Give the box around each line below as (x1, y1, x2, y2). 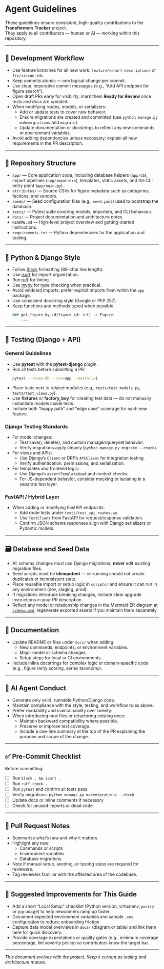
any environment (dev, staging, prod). (12, 587, 88, 592)
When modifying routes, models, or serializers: (12, 104, 106, 109)
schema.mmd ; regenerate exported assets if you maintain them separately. (12, 607, 158, 613)
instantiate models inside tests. (12, 400, 75, 406)
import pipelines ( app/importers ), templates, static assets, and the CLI (12, 177, 153, 183)
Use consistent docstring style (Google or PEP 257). (12, 298, 117, 304)
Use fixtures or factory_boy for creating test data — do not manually (12, 395, 151, 401)
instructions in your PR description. (12, 597, 83, 603)
